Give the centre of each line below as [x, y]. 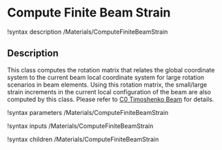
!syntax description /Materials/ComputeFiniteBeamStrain [88, 32]
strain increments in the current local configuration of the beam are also [109, 92]
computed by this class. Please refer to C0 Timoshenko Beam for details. [111, 99]
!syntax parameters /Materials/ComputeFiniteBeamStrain [88, 112]
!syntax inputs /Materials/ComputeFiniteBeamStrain [80, 126]
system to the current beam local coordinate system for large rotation [106, 77]
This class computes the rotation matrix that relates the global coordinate [111, 69]
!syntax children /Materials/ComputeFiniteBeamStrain [83, 139]
